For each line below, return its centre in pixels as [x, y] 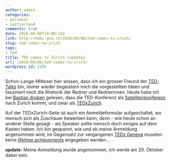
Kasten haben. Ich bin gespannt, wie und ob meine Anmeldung [71, 129]
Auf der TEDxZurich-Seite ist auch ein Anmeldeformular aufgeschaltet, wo [83, 113]
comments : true [21, 29]
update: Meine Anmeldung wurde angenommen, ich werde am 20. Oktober [84, 150]
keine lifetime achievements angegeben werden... [58, 140]
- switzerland [20, 24]
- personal [17, 19]
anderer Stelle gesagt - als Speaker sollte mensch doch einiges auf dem [81, 124]
